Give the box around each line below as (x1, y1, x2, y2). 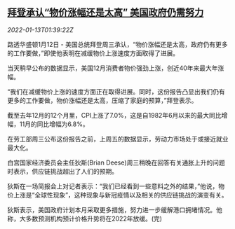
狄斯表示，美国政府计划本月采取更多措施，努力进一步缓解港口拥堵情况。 (7, 205, 216, 214)
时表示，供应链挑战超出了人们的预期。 (7, 167, 118, 175)
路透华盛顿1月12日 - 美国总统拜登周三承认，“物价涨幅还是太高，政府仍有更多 (7, 40, 228, 48)
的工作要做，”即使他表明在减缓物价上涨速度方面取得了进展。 (7, 48, 180, 57)
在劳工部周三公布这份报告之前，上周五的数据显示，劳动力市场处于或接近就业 (7, 134, 229, 143)
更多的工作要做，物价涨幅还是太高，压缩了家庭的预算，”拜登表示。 (7, 96, 198, 104)
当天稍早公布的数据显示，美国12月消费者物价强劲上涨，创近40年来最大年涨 (7, 64, 224, 72)
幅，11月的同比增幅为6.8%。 (7, 120, 89, 128)
